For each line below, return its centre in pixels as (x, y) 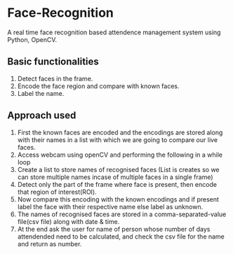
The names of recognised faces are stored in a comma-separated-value (122, 214)
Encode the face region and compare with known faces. (99, 86)
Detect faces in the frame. (55, 78)
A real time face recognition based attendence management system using (114, 32)
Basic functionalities (53, 62)
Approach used (42, 116)
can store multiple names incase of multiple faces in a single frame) (115, 177)
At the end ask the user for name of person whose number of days (114, 229)
